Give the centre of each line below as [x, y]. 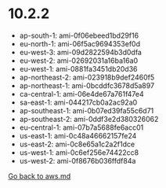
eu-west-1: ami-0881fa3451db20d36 [79, 68]
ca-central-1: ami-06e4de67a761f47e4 [81, 94]
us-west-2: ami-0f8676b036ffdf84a [78, 160]
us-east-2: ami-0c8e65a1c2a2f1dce [77, 144]
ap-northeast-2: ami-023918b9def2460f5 [87, 77]
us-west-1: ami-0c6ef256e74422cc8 [79, 152]
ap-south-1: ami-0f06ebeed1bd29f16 [79, 35]
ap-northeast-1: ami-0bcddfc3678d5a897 [87, 85]
